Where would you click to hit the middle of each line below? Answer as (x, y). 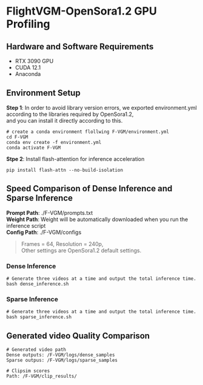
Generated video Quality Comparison (78, 336)
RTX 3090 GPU (34, 61)
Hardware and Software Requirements (80, 46)
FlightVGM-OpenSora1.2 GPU (82, 11)
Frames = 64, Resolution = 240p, (62, 244)
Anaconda (28, 74)
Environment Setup (43, 93)
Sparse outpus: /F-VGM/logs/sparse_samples (62, 360)
